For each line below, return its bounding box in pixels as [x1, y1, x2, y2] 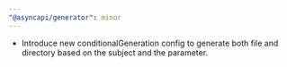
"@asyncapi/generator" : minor [8, 13, 122, 22]
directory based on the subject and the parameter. [21, 46, 209, 58]
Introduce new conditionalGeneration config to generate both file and [21, 38, 279, 48]
